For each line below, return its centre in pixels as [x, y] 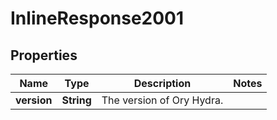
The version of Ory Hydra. [162, 100]
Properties [44, 55]
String [76, 100]
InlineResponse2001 [97, 18]
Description [162, 83]
